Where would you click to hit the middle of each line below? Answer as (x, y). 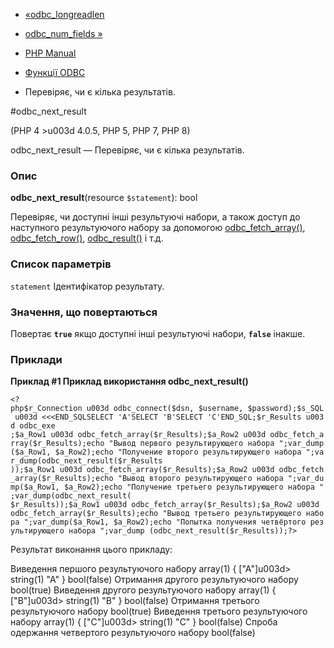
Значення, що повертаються (84, 312)
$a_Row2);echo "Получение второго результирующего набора (178, 452)
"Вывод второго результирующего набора (200, 479)
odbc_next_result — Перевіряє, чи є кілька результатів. (127, 150)
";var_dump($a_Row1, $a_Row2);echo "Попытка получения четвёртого (165, 522)
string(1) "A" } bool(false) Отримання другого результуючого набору (154, 580)
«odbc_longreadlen (64, 14)
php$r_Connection (46, 409)
